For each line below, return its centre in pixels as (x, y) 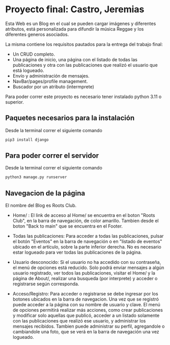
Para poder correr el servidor (52, 156)
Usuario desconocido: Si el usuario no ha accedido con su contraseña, (87, 262)
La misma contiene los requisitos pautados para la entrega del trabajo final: (84, 44)
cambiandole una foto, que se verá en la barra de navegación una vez (86, 332)
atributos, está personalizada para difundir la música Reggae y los (75, 29)
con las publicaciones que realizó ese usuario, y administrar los (79, 321)
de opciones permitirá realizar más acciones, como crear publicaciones (88, 310)
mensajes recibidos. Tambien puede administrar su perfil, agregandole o (89, 326)
